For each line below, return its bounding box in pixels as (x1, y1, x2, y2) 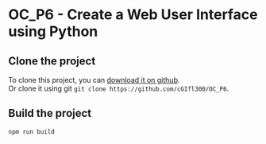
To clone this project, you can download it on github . (8, 76, 180, 84)
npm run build (8, 127, 56, 136)
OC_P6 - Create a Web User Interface (8, 6, 258, 24)
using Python (8, 22, 98, 41)
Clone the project (8, 54, 96, 68)
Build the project (8, 107, 92, 120)
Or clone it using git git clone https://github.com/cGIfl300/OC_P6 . (8, 84, 229, 93)
